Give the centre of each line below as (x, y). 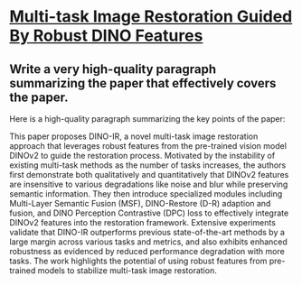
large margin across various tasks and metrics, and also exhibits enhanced (148, 242)
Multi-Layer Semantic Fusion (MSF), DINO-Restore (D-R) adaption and (140, 203)
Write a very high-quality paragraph (113, 69)
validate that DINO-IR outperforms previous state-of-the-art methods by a (147, 232)
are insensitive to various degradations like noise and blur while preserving (149, 184)
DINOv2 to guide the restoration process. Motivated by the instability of (142, 156)
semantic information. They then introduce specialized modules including (146, 194)
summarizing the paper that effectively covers (143, 83)
